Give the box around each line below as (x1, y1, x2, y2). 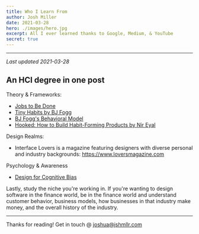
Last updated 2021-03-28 (6, 58, 70, 65)
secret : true (6, 36, 38, 42)
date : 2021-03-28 (6, 20, 49, 25)
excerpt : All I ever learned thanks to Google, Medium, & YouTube (6, 31, 174, 37)
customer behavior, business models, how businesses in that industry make (6, 197, 191, 204)
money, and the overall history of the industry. (6, 204, 118, 211)
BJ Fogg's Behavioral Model (14, 115, 84, 122)
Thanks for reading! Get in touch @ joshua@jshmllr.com (6, 220, 142, 228)
